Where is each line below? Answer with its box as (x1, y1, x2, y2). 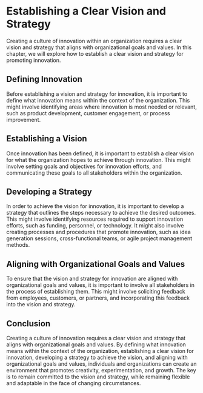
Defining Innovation (6, 74, 83, 84)
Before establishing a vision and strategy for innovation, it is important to (6, 90, 188, 98)
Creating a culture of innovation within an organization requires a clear (6, 37, 182, 44)
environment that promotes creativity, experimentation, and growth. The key (6, 367, 196, 374)
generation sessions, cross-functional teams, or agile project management (6, 235, 193, 242)
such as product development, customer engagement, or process (6, 109, 170, 116)
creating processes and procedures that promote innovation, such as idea (6, 229, 191, 236)
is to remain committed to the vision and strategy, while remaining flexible (6, 373, 190, 380)
